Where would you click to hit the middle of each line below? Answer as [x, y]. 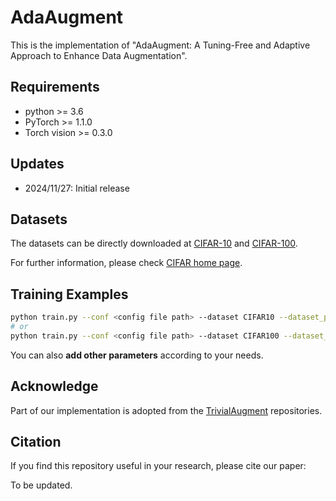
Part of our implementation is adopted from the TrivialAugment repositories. [166, 410]
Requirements [55, 87]
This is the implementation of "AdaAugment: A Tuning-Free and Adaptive [160, 45]
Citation [36, 442]
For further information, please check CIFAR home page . [126, 263]
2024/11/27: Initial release [77, 188]
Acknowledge [54, 386]
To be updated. [41, 485]
